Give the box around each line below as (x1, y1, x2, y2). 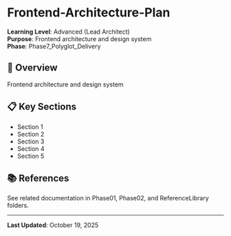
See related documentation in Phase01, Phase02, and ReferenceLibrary (7, 194, 210, 202)
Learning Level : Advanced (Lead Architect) (7, 27, 131, 36)
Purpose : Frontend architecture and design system (7, 34, 152, 43)
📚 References (7, 172, 69, 184)
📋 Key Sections (7, 101, 77, 113)
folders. (7, 201, 29, 210)
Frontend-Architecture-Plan (7, 5, 170, 21)
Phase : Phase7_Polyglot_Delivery (7, 42, 101, 50)
